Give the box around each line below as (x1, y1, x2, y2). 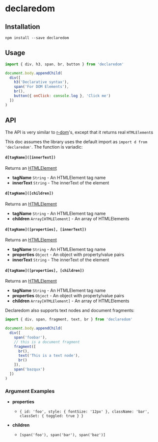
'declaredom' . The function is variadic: (5, 144, 83, 150)
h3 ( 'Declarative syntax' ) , (14, 79, 69, 85)
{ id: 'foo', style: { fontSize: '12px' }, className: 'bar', (19, 409, 150, 414)
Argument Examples (5, 388, 55, 394)
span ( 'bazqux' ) (14, 367, 45, 372)
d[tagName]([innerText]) (5, 155, 56, 160)
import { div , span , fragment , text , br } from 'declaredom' (5, 317, 133, 322)
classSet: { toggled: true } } (19, 413, 84, 418)
